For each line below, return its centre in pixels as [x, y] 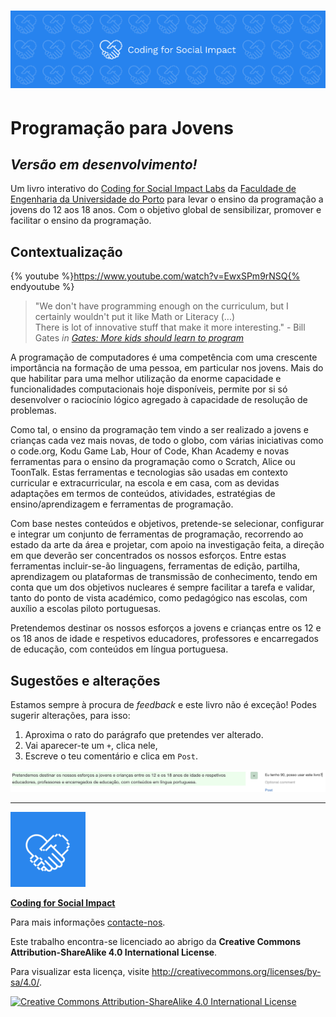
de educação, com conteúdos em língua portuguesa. [119, 649]
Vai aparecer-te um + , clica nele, [91, 745]
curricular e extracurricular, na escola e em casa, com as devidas [145, 483]
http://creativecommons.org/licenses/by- [236, 971]
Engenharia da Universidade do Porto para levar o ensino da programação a [167, 199]
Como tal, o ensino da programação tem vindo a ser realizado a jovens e [159, 430]
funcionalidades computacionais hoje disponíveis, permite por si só [149, 389]
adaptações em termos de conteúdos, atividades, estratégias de [143, 494]
